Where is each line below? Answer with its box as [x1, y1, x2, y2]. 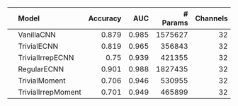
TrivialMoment [18, 76, 66, 86]
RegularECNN [18, 64, 64, 73]
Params [161, 18, 188, 28]
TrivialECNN [18, 42, 59, 51]
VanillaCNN [18, 30, 57, 40]
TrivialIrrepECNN [18, 53, 74, 62]
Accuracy [88, 13, 122, 23]
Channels [194, 13, 228, 23]
